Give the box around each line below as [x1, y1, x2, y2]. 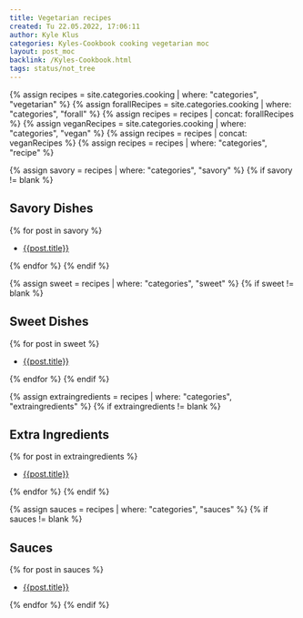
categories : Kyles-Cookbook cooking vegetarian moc [9, 38, 209, 48]
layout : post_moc [9, 47, 76, 56]
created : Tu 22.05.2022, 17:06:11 [9, 22, 141, 31]
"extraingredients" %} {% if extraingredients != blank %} [9, 400, 221, 411]
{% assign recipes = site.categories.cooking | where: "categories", [9, 88, 259, 100]
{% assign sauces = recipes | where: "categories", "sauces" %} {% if [9, 504, 268, 515]
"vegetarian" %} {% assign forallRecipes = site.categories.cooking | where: [9, 98, 292, 109]
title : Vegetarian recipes [9, 13, 112, 23]
